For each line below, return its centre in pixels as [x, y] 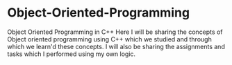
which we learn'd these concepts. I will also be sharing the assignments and [116, 46]
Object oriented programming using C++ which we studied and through [109, 39]
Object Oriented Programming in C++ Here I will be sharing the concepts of [115, 32]
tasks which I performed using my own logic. [72, 54]
